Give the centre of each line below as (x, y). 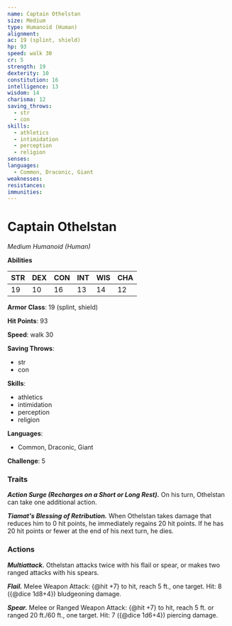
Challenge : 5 (27, 461)
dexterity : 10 (28, 73)
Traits (18, 479)
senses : (19, 159)
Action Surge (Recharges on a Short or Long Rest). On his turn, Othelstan (116, 495)
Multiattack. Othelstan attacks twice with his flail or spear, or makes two (114, 565)
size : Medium (27, 21)
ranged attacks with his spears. (53, 572)
